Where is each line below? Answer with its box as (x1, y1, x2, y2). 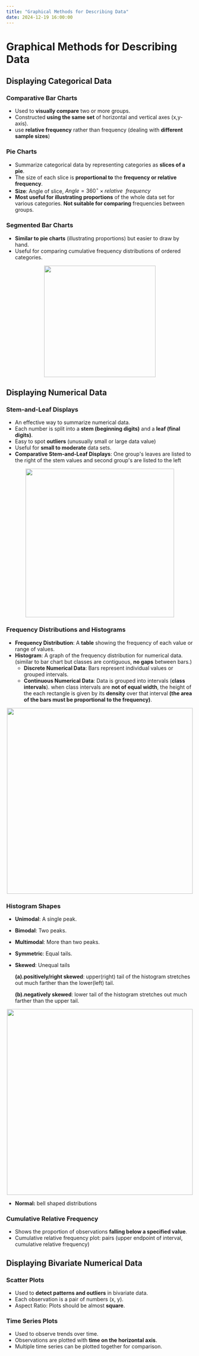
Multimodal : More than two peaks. (14, 938, 100, 946)
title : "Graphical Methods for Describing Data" (6, 8, 129, 15)
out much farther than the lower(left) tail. (14, 979, 115, 986)
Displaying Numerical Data (6, 388, 107, 398)
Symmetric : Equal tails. (14, 950, 72, 957)
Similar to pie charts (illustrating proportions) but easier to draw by (14, 234, 179, 241)
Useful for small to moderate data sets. (14, 444, 112, 451)
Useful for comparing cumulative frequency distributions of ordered (14, 247, 181, 255)
